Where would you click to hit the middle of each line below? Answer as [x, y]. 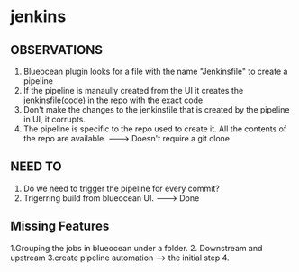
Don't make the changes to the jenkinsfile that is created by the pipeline [156, 109]
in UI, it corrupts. [54, 119]
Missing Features [60, 227]
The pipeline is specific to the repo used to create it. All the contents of [155, 129]
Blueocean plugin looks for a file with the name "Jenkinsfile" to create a [155, 71]
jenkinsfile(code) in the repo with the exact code [113, 100]
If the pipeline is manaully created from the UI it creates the [133, 91]
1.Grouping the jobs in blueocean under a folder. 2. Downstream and [136, 248]
